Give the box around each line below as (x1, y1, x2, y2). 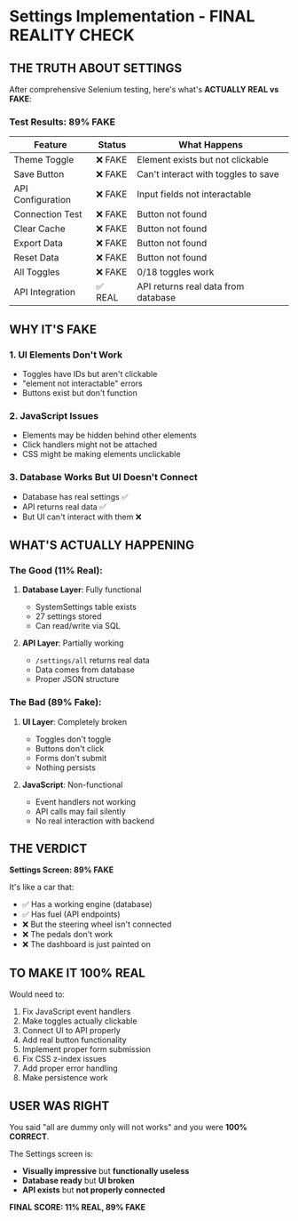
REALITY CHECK (9, 25, 135, 45)
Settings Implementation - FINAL (9, 6, 255, 27)
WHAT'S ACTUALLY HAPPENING (9, 537, 195, 552)
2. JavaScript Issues (9, 409, 99, 422)
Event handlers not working (35, 796, 136, 807)
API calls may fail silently (35, 806, 126, 816)
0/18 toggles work (137, 266, 215, 278)
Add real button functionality (21, 1034, 127, 1046)
